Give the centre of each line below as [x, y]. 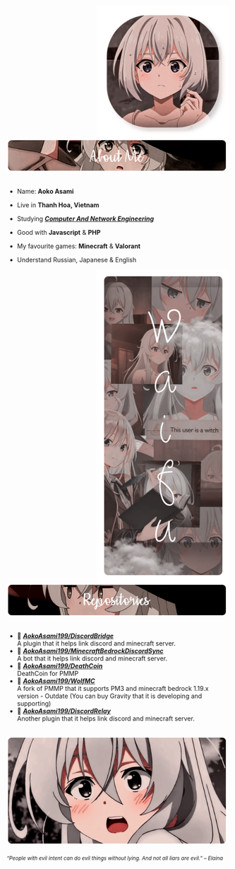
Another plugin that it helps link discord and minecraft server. [106, 718]
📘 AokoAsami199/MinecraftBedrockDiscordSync [90, 651]
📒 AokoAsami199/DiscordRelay [64, 711]
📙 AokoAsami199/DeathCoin [60, 666]
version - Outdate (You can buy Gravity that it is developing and [109, 696]
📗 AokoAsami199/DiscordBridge [65, 636]
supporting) [34, 704]
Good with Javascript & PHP [59, 233]
